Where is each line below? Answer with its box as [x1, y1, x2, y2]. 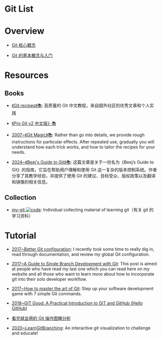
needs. [11, 149, 26, 155]
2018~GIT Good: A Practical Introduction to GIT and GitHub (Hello [11, 300, 143, 306]
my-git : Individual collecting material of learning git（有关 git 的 [11, 207, 154, 212]
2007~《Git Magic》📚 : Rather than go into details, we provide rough [11, 132, 145, 138]
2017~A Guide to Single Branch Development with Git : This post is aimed [11, 260, 157, 266]
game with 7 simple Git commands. [11, 291, 82, 296]
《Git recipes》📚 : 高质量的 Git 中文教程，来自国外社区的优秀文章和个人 [11, 103, 150, 109]
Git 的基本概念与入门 [11, 52, 53, 59]
